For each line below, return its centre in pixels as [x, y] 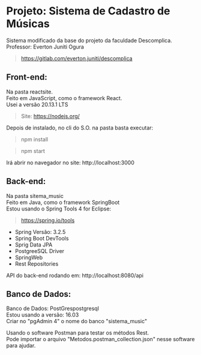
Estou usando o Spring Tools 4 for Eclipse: [59, 209]
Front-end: [27, 77]
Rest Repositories [37, 264]
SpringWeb [29, 257]
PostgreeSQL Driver [40, 251]
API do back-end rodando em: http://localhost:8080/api [75, 275]
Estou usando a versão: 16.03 [43, 315]
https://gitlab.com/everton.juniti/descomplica [77, 58]
